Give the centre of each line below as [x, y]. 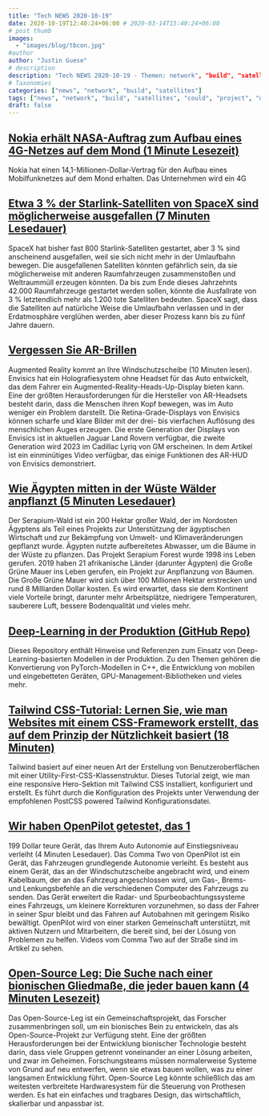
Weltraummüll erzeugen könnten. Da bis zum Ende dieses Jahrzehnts [123, 282]
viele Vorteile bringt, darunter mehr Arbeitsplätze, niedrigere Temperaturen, [133, 597]
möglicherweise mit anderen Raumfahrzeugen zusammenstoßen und [122, 273]
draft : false [30, 105]
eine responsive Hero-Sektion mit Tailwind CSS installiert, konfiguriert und [131, 784]
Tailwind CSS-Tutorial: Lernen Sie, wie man [118, 710]
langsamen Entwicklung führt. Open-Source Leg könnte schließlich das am [132, 1077]
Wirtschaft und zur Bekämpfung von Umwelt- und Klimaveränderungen [126, 538]
